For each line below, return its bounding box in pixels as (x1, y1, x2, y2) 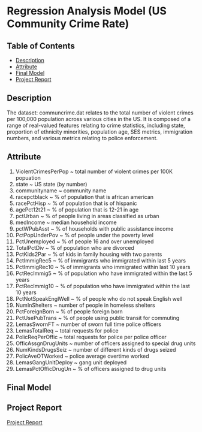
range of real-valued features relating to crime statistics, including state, (7, 122, 185, 129)
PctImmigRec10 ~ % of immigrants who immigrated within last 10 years (15, 263, 191, 270)
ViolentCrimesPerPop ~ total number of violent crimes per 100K (15, 168, 173, 175)
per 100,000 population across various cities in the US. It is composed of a (7, 115, 191, 122)
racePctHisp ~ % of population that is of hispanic (15, 200, 137, 207)
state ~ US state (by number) (15, 180, 88, 188)
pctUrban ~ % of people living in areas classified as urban (15, 212, 159, 219)
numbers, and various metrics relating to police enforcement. (7, 134, 158, 141)
